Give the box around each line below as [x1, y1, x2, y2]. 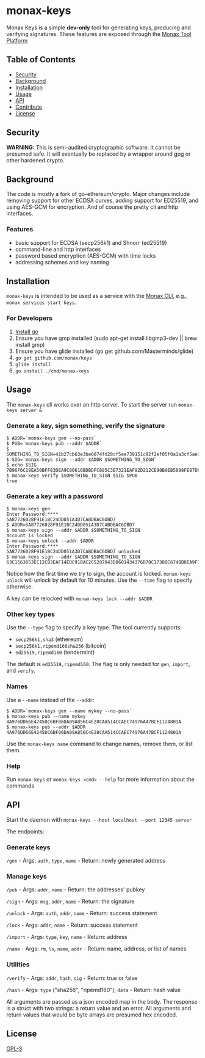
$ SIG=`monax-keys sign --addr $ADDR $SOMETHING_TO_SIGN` [6, 456, 157, 463]
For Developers [6, 314, 53, 322]
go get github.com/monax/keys [15, 355, 93, 361]
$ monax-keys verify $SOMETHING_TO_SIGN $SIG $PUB [6, 473, 138, 479]
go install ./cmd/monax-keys [15, 368, 90, 374]
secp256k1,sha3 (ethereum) [15, 636, 84, 643]
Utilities [6, 960, 30, 969]
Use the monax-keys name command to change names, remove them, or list [6, 740, 193, 747]
